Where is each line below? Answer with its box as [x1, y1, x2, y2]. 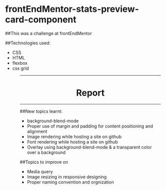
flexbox [12, 60, 28, 66]
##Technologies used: [5, 40, 51, 46]
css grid [12, 65, 29, 71]
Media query [27, 168, 53, 174]
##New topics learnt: [19, 108, 63, 114]
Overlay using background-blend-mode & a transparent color [27, 144, 152, 150]
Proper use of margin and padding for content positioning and [27, 123, 153, 129]
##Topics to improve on [19, 159, 68, 165]
